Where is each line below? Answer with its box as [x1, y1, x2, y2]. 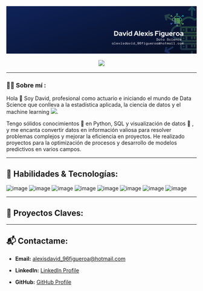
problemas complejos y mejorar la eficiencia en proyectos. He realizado [6, 133, 185, 140]
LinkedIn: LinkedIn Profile [14, 266, 80, 274]
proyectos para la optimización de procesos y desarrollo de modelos [6, 139, 177, 146]
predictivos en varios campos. [6, 146, 82, 153]
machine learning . [6, 108, 59, 116]
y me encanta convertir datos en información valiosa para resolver [6, 127, 172, 134]
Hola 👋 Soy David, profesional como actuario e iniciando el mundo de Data [6, 95, 192, 102]
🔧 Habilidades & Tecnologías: [6, 169, 118, 179]
